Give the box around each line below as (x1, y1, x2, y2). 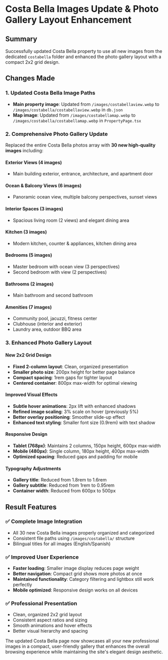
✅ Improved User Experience (5, 554, 79, 561)
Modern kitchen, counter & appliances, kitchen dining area (12, 240, 137, 246)
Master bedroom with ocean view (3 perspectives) (12, 263, 120, 270)
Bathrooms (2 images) (5, 281, 54, 287)
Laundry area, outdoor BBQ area (12, 326, 82, 332)
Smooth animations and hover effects (12, 622, 92, 629)
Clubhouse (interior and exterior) (12, 321, 83, 327)
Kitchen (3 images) (5, 229, 47, 235)
